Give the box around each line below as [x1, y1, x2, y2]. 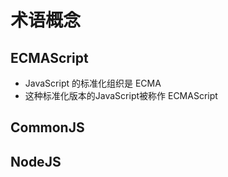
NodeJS [10, 153, 62, 170]
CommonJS [10, 119, 85, 136]
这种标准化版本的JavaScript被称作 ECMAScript [24, 90, 218, 101]
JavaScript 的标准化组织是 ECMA [24, 77, 162, 89]
